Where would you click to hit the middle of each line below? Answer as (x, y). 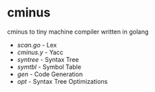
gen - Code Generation (50, 74)
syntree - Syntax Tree (48, 59)
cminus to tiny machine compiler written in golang (78, 32)
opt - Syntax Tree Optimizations (62, 81)
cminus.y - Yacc (40, 52)
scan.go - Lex (37, 45)
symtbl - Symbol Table (49, 67)
